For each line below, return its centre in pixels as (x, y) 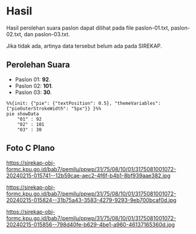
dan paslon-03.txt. (47, 34)
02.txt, (15, 34)
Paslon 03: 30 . (33, 92)
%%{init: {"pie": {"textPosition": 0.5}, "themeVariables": (84, 103)
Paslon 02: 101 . (34, 86)
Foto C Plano (31, 148)
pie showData (23, 114)
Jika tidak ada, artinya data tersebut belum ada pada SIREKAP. (84, 46)
